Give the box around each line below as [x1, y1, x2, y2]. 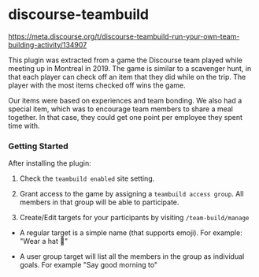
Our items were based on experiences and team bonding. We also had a [8, 95, 242, 105]
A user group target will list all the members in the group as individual [19, 252, 245, 261]
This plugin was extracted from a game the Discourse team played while [8, 55, 242, 65]
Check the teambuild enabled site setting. [19, 174, 155, 183]
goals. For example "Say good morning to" [19, 260, 158, 270]
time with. [8, 121, 41, 130]
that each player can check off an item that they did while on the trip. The [8, 72, 246, 81]
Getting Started [8, 140, 68, 152]
